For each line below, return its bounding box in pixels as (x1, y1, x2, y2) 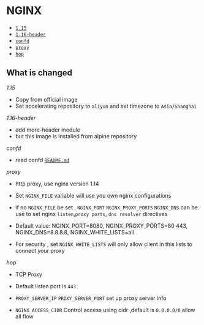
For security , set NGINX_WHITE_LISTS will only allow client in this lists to (15, 240, 193, 248)
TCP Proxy (15, 271, 43, 278)
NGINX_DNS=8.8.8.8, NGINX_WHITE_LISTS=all (15, 228, 134, 236)
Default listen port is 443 (15, 282, 77, 290)
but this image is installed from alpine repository (15, 132, 137, 140)
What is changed (6, 68, 72, 78)
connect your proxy (15, 247, 66, 254)
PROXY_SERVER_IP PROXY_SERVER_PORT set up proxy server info (15, 294, 167, 302)
